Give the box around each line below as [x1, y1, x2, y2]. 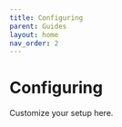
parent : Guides [9, 22, 67, 31]
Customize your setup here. [9, 108, 114, 119]
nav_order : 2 [9, 38, 59, 48]
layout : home [9, 30, 59, 39]
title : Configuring [9, 13, 84, 23]
